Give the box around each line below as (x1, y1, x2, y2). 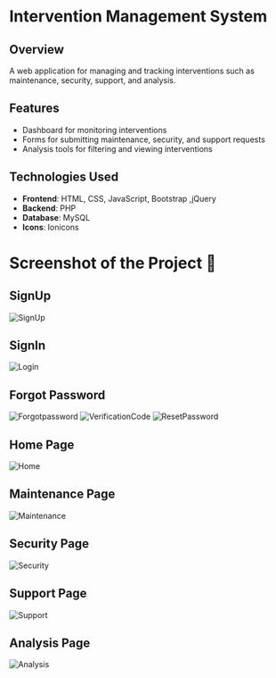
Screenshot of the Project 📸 (9, 253, 216, 273)
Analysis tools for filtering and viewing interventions (21, 143, 213, 154)
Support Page (9, 586, 87, 601)
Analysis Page (9, 635, 91, 650)
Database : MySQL (21, 212, 91, 222)
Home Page (9, 437, 75, 452)
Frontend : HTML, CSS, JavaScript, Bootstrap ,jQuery (21, 193, 216, 204)
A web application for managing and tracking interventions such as (9, 65, 256, 76)
